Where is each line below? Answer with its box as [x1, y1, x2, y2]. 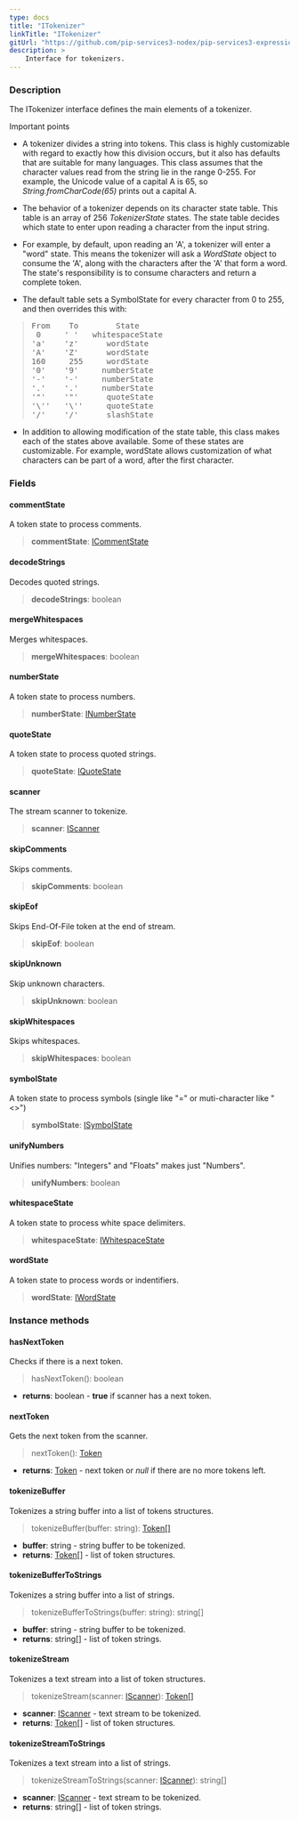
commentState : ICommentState [30, 536, 149, 547]
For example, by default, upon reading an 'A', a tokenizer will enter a [21, 239, 271, 250]
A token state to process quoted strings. [9, 749, 157, 759]
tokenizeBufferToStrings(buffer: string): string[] [30, 1607, 205, 1617]
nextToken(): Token [30, 1448, 102, 1459]
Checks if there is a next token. [9, 1356, 124, 1367]
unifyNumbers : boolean [30, 1177, 121, 1188]
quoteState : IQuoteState [30, 766, 122, 777]
